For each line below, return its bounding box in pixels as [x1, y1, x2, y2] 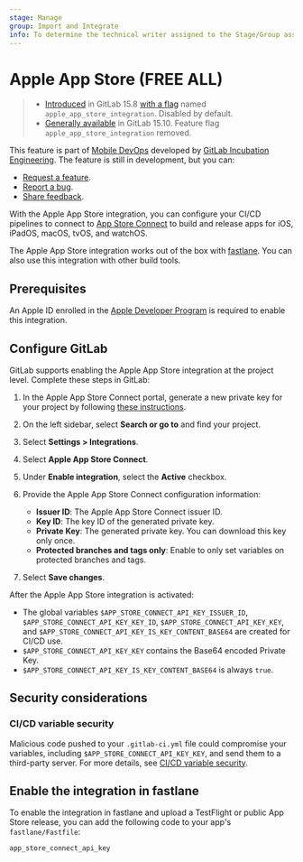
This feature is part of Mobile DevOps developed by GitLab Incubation [9, 145, 270, 156]
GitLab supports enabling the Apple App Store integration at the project [9, 365, 274, 375]
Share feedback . [22, 191, 85, 202]
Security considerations [9, 691, 148, 706]
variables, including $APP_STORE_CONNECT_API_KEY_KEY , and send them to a [9, 747, 281, 758]
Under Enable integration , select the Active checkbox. [22, 471, 227, 482]
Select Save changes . [22, 571, 106, 582]
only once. [35, 534, 76, 546]
